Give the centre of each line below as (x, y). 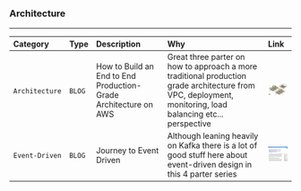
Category (31, 44)
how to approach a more (212, 66)
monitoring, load (198, 105)
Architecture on (125, 105)
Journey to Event (127, 150)
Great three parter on (206, 57)
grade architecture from (211, 86)
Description (118, 44)
